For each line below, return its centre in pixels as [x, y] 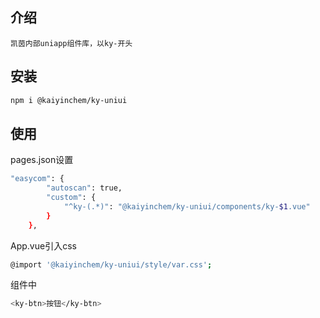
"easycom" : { [37, 179]
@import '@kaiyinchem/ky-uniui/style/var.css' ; [111, 264]
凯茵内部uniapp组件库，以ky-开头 [71, 43]
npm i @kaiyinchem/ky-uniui [69, 100]
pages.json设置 [42, 160]
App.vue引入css [43, 245]
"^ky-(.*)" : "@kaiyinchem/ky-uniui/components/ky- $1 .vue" [187, 206]
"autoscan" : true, [84, 188]
